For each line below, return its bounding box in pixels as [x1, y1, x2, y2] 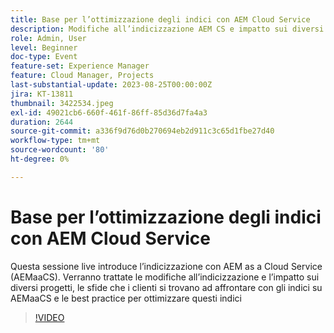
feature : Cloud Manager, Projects [10, 71, 155, 81]
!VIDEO [34, 311, 65, 323]
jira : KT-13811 [10, 89, 74, 99]
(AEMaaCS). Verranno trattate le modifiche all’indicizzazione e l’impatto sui [10, 271, 320, 283]
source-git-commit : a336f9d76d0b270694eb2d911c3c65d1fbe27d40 [10, 126, 275, 136]
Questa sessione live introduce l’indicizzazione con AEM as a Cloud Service [10, 260, 323, 272]
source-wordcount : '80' [10, 145, 110, 155]
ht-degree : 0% [10, 154, 70, 164]
